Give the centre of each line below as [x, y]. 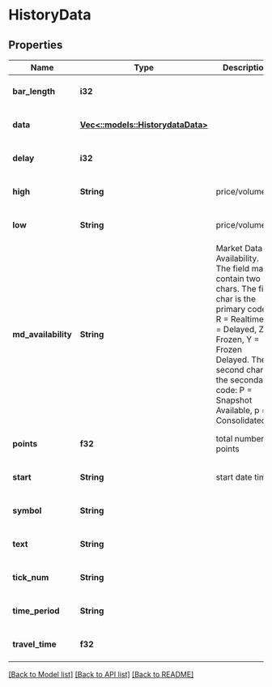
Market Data [239, 248]
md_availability [42, 334]
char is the [236, 299]
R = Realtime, [241, 319]
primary [231, 309]
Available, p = [241, 410]
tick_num [31, 577]
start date [234, 477]
